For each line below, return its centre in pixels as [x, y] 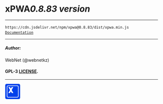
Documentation [19, 33]
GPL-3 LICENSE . [22, 71]
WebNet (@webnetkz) [27, 60]
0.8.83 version [60, 9]
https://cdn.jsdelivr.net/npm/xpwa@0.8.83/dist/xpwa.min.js [67, 27]
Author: [13, 48]
